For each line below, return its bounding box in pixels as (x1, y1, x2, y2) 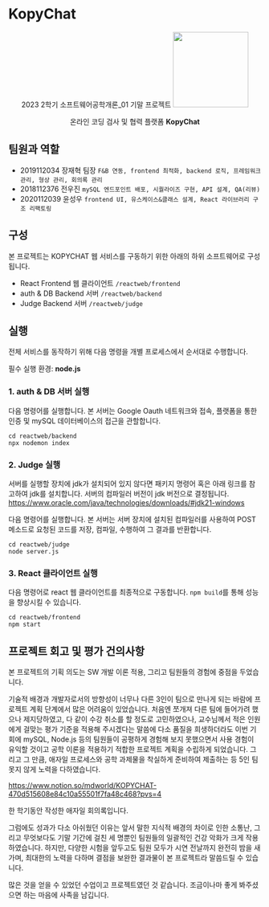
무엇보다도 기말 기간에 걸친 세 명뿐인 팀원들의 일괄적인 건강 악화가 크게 (22, 833, 244, 843)
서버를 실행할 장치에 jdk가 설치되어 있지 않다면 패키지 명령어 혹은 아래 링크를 (8, 479, 247, 488)
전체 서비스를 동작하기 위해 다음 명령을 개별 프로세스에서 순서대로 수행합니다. (8, 347, 249, 357)
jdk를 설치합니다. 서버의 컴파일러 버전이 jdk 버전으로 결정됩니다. (29, 488, 230, 498)
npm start (8, 620, 42, 629)
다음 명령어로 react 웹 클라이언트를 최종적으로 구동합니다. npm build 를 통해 (8, 587, 244, 597)
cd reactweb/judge (8, 540, 70, 549)
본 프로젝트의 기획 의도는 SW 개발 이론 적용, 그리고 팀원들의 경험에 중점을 (8, 668, 238, 677)
